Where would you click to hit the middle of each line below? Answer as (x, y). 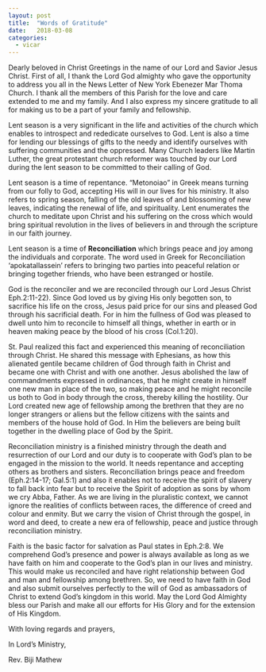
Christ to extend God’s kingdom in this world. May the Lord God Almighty (128, 597)
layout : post (30, 15)
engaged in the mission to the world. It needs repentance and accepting (126, 463)
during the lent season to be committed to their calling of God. (110, 167)
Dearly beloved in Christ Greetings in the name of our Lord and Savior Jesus (133, 67)
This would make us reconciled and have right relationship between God (127, 571)
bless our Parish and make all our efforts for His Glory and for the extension (132, 605)
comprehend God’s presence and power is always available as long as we (129, 555)
